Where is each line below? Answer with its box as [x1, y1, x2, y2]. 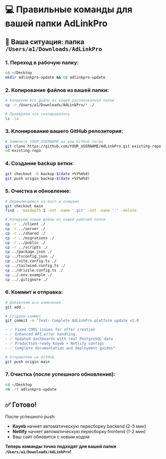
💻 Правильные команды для [5, 4, 133, 15]
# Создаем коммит [5, 314, 41, 319]
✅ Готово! [5, 400, 37, 409]
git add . [5, 305, 26, 310]
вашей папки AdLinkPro [5, 18, 108, 29]
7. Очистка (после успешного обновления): [5, 371, 116, 378]
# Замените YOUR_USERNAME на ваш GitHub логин [5, 139, 103, 144]
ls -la [5, 116, 19, 121]
